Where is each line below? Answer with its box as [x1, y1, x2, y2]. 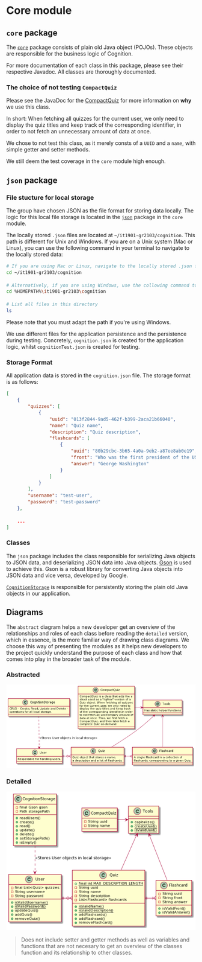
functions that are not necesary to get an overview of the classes [20, 942, 183, 949]
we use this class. [6, 103, 50, 110]
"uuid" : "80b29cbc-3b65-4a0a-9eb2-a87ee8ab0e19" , [70, 448, 198, 454]
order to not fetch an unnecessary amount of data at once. [6, 128, 151, 135]
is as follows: [6, 378, 38, 386]
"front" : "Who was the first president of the [70, 454, 189, 460]
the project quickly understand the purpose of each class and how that [6, 649, 182, 656]
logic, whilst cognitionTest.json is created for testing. [6, 343, 140, 350]
